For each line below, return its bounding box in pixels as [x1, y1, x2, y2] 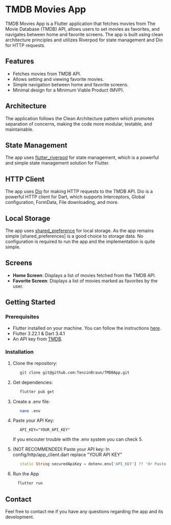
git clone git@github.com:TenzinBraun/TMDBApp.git [19, 370, 130, 375]
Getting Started [5, 298, 56, 307]
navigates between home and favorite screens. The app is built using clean [5, 31, 163, 37]
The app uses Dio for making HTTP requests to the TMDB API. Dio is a [5, 188, 153, 195]
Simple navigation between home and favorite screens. [12, 81, 129, 87]
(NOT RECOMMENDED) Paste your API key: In [12, 446, 110, 452]
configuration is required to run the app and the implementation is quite [5, 239, 155, 244]
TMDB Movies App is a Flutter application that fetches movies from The [5, 20, 156, 27]
